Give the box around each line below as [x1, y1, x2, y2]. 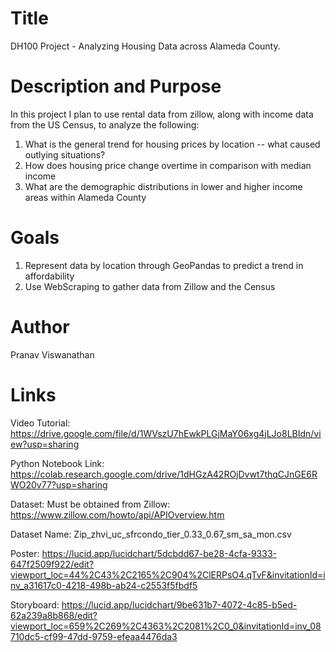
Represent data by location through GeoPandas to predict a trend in [24, 259, 304, 271]
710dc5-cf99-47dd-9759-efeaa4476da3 [10, 630, 178, 642]
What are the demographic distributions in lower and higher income [24, 180, 303, 192]
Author [10, 316, 70, 338]
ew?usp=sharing [10, 438, 80, 450]
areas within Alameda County [24, 191, 147, 203]
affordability [24, 270, 75, 282]
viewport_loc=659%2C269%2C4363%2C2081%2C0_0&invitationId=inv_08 [10, 620, 322, 632]
